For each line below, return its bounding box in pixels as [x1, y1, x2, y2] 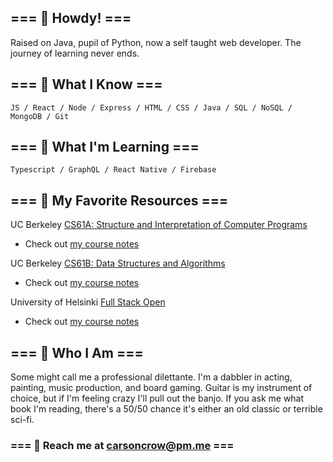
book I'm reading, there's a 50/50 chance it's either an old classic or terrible [10, 403, 323, 415]
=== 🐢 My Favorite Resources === [10, 192, 229, 209]
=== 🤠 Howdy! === [10, 10, 132, 27]
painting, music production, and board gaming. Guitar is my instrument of [10, 382, 313, 394]
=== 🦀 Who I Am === [10, 344, 144, 361]
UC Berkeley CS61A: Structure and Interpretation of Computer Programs [10, 219, 308, 231]
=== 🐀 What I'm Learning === [10, 139, 200, 156]
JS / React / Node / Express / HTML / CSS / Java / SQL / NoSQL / [10, 102, 293, 113]
